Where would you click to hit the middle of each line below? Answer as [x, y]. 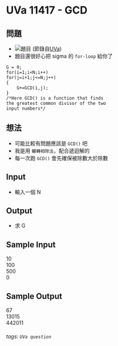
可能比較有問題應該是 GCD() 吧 [51, 143]
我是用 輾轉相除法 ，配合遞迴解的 [52, 150]
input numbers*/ [26, 108]
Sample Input [31, 244]
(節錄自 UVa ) [47, 49]
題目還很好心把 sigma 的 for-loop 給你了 [64, 56]
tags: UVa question [29, 336]
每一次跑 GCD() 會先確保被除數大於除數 [61, 158]
